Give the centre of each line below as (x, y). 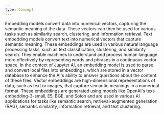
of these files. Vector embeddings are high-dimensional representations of (80, 80)
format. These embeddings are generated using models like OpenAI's (75, 91)
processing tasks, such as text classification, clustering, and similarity (75, 49)
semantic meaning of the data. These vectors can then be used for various (80, 28)
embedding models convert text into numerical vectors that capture (73, 39)
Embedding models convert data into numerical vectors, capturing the (76, 23)
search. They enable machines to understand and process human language (81, 55)
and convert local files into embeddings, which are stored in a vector (74, 70)
